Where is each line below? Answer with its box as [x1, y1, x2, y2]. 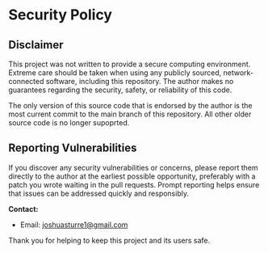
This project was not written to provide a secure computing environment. [8, 59, 251, 69]
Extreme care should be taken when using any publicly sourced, [8, 68, 222, 78]
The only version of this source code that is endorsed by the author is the [8, 101, 253, 110]
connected [8, 77, 44, 86]
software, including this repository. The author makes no [45, 77, 234, 86]
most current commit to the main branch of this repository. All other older [8, 109, 252, 119]
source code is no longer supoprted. [8, 118, 130, 127]
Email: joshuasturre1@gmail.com [19, 220, 128, 230]
